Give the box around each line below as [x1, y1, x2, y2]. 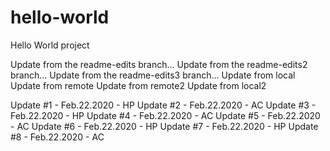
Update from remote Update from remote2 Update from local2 [10, 79, 267, 91]
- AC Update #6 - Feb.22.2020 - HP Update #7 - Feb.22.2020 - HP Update [10, 120, 319, 132]
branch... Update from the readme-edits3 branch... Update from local [10, 69, 296, 81]
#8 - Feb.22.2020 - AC [10, 131, 105, 143]
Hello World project [10, 39, 90, 51]
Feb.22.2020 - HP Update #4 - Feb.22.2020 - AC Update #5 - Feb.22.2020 [10, 109, 321, 121]
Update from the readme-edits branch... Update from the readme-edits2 [10, 58, 308, 70]
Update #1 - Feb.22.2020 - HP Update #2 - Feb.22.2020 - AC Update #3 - [10, 99, 317, 111]
